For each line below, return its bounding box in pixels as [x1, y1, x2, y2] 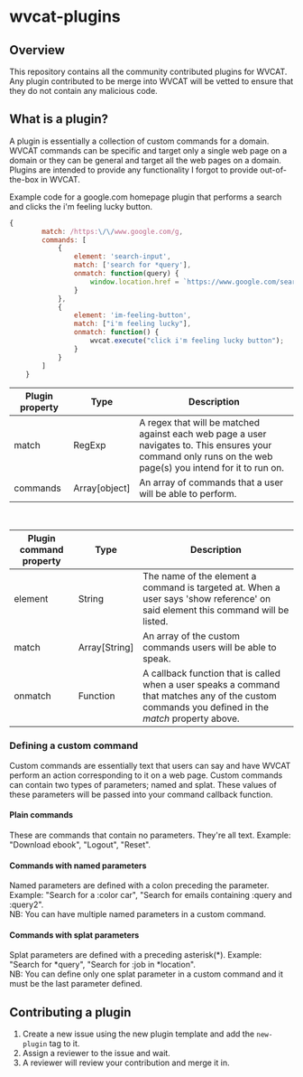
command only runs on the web [139, 450, 273, 463]
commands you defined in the [142, 701, 269, 714]
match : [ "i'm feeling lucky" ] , [73, 319, 192, 329]
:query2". [9, 899, 44, 910]
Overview [9, 42, 66, 58]
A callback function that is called [142, 667, 281, 679]
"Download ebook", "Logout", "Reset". [9, 838, 151, 850]
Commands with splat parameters [9, 929, 140, 941]
